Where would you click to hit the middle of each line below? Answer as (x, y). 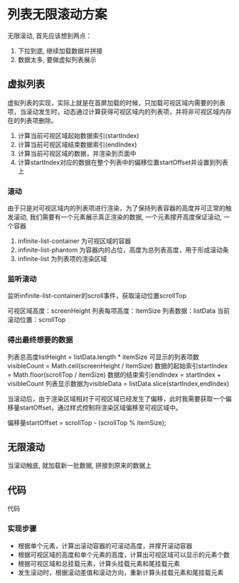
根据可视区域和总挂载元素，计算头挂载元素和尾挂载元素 (99, 563)
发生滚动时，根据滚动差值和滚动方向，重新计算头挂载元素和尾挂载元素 (121, 572)
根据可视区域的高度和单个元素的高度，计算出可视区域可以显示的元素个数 (123, 555)
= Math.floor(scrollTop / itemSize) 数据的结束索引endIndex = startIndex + (115, 375)
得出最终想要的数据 (40, 340)
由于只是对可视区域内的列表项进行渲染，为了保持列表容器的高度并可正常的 (116, 208)
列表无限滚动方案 (58, 15)
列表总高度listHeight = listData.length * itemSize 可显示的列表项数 (103, 357)
